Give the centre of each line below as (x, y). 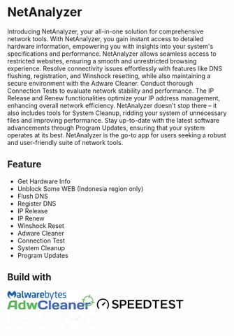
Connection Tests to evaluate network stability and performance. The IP (111, 91)
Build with (29, 277)
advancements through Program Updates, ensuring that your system (106, 128)
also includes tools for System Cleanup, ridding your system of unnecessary (117, 113)
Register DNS (37, 204)
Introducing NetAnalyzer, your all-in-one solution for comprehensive (105, 31)
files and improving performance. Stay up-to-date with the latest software (114, 120)
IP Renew (31, 218)
